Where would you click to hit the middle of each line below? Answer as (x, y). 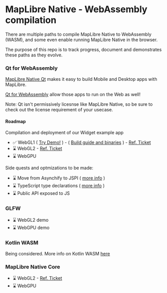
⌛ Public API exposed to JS (41, 193)
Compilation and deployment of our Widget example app (64, 133)
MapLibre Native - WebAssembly (76, 9)
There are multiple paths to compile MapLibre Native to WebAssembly (78, 34)
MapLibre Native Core (33, 267)
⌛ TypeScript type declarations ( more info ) (59, 186)
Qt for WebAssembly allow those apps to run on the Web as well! (73, 95)
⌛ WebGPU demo (31, 227)
